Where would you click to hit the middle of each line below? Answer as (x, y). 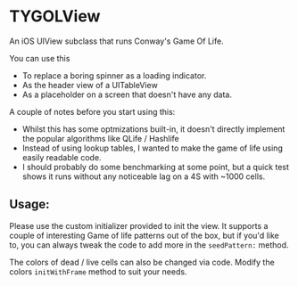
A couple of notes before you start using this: (92, 111)
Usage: (30, 204)
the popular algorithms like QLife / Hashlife (101, 138)
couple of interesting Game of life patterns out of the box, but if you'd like (144, 235)
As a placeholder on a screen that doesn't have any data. (127, 94)
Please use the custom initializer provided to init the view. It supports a (139, 225)
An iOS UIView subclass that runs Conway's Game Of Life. (117, 41)
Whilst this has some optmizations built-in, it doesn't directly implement (153, 129)
